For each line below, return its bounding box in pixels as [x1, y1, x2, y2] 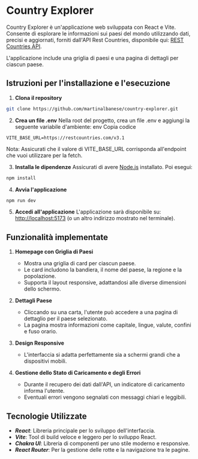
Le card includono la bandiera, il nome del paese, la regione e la [23, 266, 182, 274]
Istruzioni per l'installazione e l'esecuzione [6, 78, 170, 88]
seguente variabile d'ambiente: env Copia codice [14, 123, 136, 130]
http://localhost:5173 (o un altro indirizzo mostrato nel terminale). [14, 215, 175, 222]
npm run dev [6, 197, 36, 203]
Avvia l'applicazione [14, 186, 67, 193]
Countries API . [6, 43, 42, 50]
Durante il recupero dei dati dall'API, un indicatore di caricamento [23, 381, 185, 388]
